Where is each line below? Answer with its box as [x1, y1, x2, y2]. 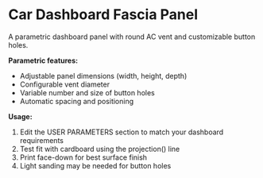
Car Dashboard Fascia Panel [8, 6, 199, 24]
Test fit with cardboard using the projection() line [19, 144, 180, 153]
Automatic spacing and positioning [19, 96, 134, 106]
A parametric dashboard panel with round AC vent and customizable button [8, 32, 256, 41]
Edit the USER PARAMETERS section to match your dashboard [19, 127, 224, 137]
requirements [19, 135, 64, 145]
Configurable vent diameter [19, 79, 110, 89]
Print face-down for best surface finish [19, 153, 148, 162]
